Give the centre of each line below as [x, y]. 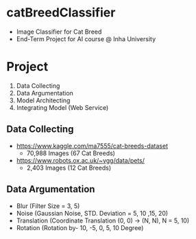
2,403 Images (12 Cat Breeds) [69, 168]
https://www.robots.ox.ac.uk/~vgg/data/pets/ [81, 160]
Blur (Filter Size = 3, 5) [48, 206]
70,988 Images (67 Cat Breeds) [71, 153]
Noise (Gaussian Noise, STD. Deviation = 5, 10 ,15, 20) [92, 213]
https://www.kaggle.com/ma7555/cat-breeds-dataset [92, 146]
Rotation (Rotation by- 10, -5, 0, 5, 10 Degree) [80, 227]
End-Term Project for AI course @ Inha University [86, 38]
